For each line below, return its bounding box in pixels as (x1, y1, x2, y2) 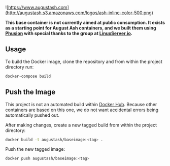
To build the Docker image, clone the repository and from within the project (5, 58, 162, 64)
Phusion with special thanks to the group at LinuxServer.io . (5, 30, 133, 36)
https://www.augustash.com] (8, 5, 70, 10)
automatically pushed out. (5, 112, 60, 118)
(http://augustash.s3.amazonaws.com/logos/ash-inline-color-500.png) (5, 10, 154, 16)
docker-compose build (5, 74, 51, 79)
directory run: (5, 63, 34, 70)
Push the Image (5, 88, 56, 96)
